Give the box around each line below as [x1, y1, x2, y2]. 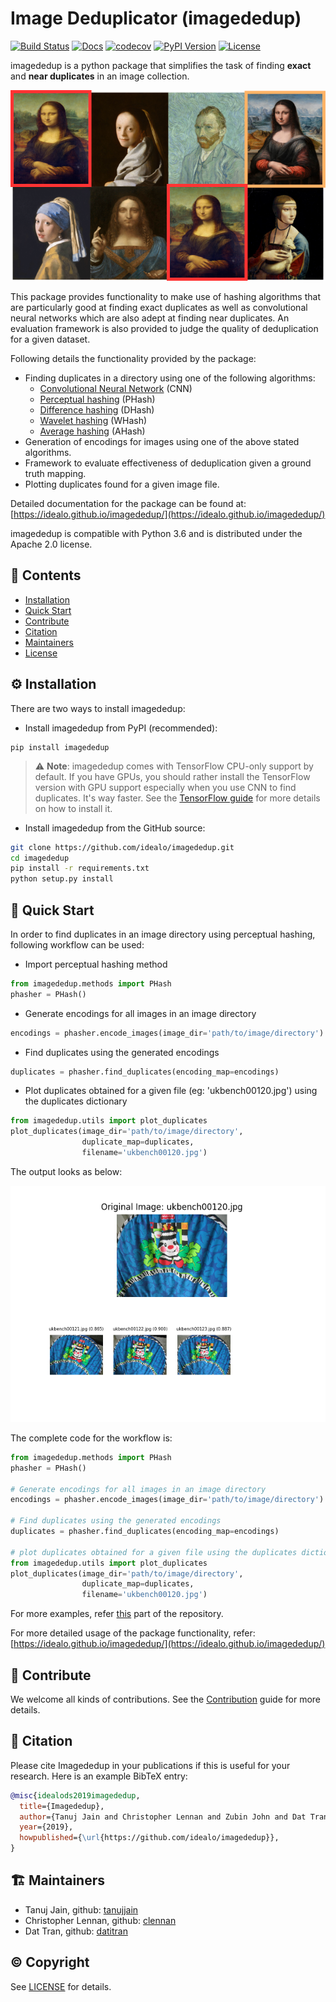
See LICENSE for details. [10, 1980, 112, 1992]
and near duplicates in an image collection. [10, 70, 190, 82]
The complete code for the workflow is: [10, 1432, 173, 1444]
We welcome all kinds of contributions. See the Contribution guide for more [10, 1693, 322, 1706]
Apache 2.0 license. [10, 538, 93, 551]
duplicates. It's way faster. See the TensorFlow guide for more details [34, 792, 321, 804]
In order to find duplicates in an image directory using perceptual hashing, [10, 928, 316, 940]
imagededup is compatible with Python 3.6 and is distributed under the [10, 528, 303, 540]
